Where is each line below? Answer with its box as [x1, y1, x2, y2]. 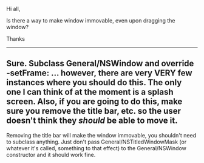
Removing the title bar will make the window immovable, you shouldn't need [6, 131, 196, 139]
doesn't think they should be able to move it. [6, 116, 178, 126]
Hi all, [6, 5, 21, 12]
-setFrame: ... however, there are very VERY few [6, 68, 192, 78]
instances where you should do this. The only [6, 77, 182, 88]
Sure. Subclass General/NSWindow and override [6, 58, 194, 69]
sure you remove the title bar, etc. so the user [6, 106, 181, 116]
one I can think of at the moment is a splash [6, 87, 174, 97]
